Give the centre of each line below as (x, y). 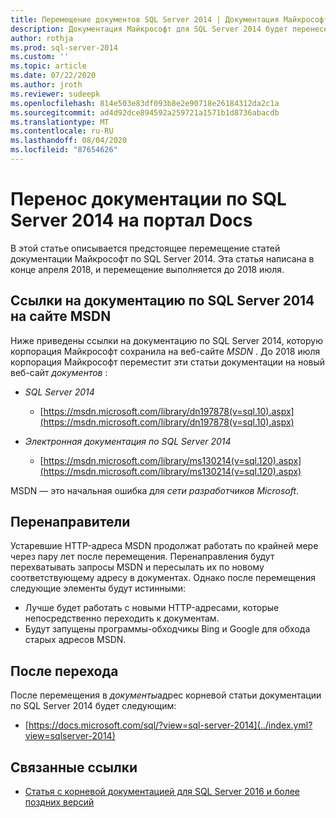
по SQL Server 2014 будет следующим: (93, 706)
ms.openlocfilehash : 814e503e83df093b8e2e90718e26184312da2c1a (145, 103)
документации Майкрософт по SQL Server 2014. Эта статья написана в (162, 258)
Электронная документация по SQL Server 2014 (128, 441)
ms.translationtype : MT (60, 122)
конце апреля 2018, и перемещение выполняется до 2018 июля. (147, 269)
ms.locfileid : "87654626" (64, 150)
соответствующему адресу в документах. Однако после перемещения (163, 578)
